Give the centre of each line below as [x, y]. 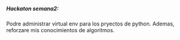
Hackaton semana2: [33, 8]
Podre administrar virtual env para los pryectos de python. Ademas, [91, 24]
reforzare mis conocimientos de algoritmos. [60, 30]
